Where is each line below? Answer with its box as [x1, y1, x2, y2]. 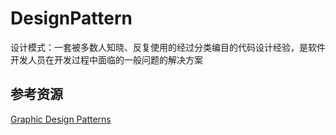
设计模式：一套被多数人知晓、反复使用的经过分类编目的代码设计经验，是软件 [10, 41, 326, 53]
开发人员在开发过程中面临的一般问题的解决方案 [10, 53, 203, 66]
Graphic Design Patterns [10, 113, 112, 125]
